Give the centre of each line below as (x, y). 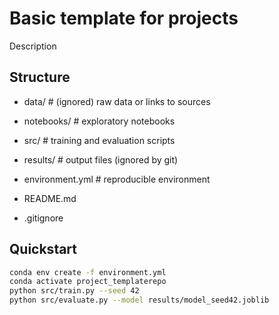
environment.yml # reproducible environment (117, 179)
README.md (50, 198)
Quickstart (43, 249)
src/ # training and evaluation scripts (99, 140)
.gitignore (43, 218)
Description (33, 46)
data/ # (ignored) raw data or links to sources (117, 101)
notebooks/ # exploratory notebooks (99, 121)
